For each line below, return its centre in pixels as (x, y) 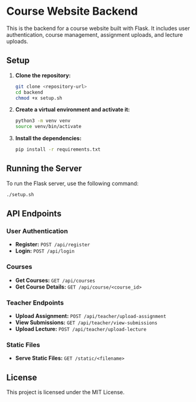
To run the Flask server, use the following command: (73, 183)
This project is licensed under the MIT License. (66, 392)
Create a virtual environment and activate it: (73, 110)
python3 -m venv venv (43, 121)
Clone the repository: (43, 75)
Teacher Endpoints (35, 303)
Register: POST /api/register (53, 245)
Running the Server (44, 169)
